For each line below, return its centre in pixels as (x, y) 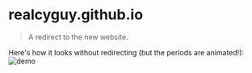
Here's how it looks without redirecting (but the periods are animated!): (126, 52)
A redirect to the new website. (78, 37)
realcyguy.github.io (76, 15)
